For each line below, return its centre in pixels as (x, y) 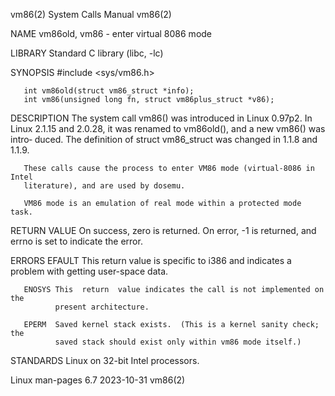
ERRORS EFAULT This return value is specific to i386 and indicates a (151, 260)
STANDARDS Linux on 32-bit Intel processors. (105, 360)
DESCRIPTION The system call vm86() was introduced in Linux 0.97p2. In (161, 118)
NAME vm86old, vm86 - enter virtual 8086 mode (111, 33)
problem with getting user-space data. (89, 271)
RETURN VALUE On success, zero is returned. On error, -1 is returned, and (163, 230)
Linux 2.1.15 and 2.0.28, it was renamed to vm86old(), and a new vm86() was (168, 128)
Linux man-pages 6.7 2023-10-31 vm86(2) (98, 380)
